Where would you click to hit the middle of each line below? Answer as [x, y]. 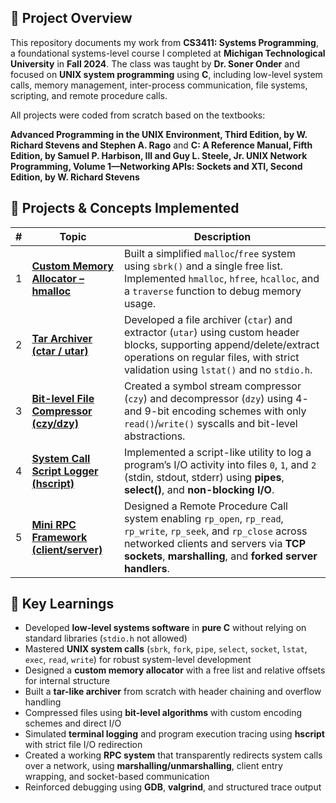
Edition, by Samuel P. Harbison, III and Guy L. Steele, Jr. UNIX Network [159, 155]
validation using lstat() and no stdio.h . [218, 369]
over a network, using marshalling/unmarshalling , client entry [153, 766]
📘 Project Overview [71, 18]
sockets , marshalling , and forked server [220, 556]
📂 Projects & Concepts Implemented [125, 208]
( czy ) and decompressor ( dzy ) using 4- [216, 398]
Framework [59, 537]
